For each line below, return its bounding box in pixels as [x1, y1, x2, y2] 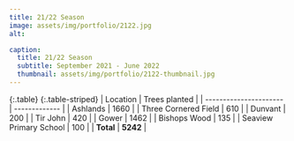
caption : [9, 45, 41, 54]
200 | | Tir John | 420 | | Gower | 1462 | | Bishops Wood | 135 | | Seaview [9, 112, 274, 123]
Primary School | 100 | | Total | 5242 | [9, 122, 147, 132]
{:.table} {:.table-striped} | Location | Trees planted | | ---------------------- [9, 93, 284, 104]
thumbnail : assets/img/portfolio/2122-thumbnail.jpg [17, 70, 215, 79]
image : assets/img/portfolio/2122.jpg [9, 21, 152, 30]
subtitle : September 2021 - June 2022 [17, 62, 161, 70]
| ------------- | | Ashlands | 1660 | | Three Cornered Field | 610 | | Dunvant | [9, 103, 286, 114]
